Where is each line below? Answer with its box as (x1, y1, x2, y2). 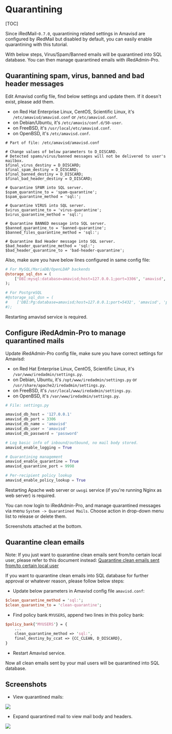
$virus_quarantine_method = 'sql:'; (5, 212, 83, 217)
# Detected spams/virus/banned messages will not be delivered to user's (5, 154, 166, 159)
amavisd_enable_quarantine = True (5, 459, 79, 464)
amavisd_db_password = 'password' (5, 431, 79, 436)
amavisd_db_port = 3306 (5, 416, 56, 422)
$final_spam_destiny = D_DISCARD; (5, 167, 79, 172)
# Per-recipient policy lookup (5, 473, 72, 478)
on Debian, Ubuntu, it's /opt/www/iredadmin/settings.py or (12, 376, 137, 383)
